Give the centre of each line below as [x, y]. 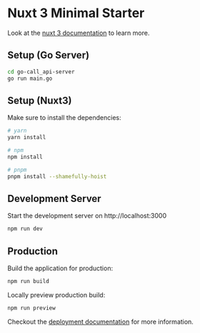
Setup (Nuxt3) [40, 100]
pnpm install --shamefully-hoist [57, 176]
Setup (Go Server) [49, 55]
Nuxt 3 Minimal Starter [76, 13]
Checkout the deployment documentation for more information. [101, 322]
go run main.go [30, 78]
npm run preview [31, 308]
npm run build [29, 282]
